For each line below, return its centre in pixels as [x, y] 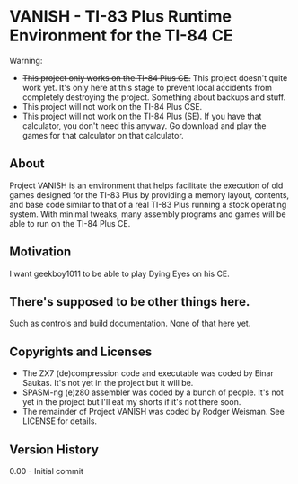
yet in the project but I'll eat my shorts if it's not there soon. [131, 402]
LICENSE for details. [59, 421]
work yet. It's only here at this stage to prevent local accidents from [147, 87]
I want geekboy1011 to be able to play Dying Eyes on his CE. [120, 273]
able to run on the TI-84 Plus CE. [70, 223]
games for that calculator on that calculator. [103, 135]
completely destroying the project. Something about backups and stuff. [154, 97]
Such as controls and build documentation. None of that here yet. [130, 323]
